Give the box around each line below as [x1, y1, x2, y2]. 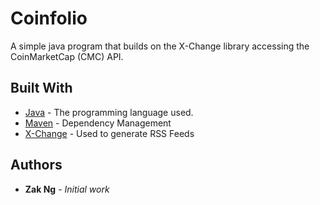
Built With [10, 80, 73, 97]
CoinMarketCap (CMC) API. [10, 50, 124, 62]
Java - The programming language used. [24, 106, 194, 118]
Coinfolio [10, 7, 88, 30]
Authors [10, 157, 63, 174]
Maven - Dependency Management [24, 117, 172, 129]
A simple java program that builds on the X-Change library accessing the [10, 40, 310, 52]
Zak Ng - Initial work [24, 183, 110, 195]
